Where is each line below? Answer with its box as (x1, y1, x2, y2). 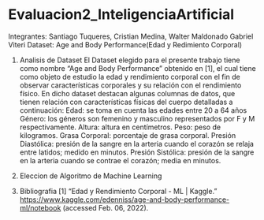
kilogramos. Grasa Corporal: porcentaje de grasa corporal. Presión (19, 130, 236, 140)
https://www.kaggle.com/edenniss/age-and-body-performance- (19, 195, 230, 204)
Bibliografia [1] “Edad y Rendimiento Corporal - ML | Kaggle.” (19, 186, 218, 196)
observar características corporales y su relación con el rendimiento (19, 80, 242, 90)
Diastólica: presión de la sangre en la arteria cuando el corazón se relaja (19, 139, 255, 148)
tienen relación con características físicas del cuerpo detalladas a (19, 97, 233, 106)
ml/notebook (19, 203, 61, 212)
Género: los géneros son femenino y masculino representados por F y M (19, 114, 255, 123)
